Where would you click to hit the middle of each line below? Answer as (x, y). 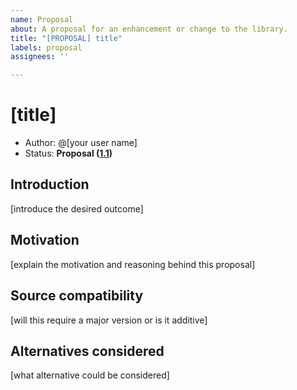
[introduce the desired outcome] (77, 208)
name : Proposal (42, 19)
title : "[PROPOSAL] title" (66, 38)
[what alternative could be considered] (90, 375)
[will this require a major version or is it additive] (109, 320)
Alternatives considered (87, 351)
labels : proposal (46, 47)
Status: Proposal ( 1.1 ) (68, 153)
